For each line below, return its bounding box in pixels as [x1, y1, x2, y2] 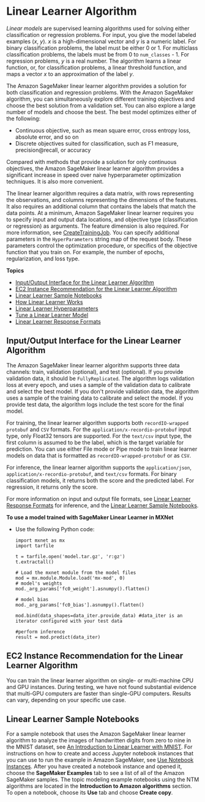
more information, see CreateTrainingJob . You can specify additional [6, 228, 179, 236]
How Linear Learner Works [15, 298, 83, 305]
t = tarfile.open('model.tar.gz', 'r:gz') [15, 553, 125, 559]
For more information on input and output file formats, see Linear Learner [6, 495, 191, 502]
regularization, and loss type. [6, 255, 80, 262]
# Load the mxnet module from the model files [15, 569, 136, 575]
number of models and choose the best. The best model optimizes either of [6, 108, 197, 115]
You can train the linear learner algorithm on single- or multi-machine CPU [6, 677, 194, 684]
